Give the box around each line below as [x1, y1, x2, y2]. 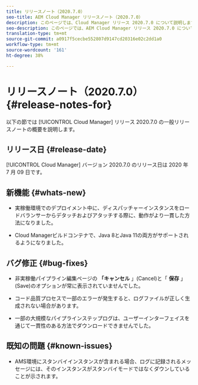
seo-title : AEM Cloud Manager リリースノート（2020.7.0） [6, 14, 143, 20]
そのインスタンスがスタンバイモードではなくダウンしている [45, 365, 190, 372]
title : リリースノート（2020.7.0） [6, 8, 85, 15]
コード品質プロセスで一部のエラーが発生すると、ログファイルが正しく [14, 295, 186, 302]
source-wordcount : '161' [6, 47, 67, 53]
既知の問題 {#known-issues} [6, 341, 113, 351]
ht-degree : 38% [6, 53, 44, 58]
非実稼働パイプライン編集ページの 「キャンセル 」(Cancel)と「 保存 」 [14, 275, 186, 282]
